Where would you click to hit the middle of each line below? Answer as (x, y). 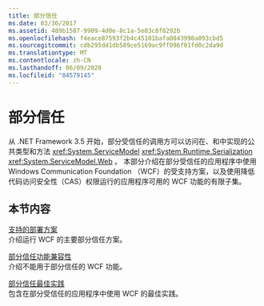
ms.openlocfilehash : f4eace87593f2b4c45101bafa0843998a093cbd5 (116, 38)
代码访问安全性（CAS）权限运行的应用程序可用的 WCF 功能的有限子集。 (127, 181)
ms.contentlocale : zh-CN (50, 61)
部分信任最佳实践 (36, 284)
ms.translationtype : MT (48, 53)
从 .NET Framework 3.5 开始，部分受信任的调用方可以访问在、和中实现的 (128, 141)
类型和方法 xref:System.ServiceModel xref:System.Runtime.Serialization (134, 151)
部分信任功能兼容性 (40, 256)
